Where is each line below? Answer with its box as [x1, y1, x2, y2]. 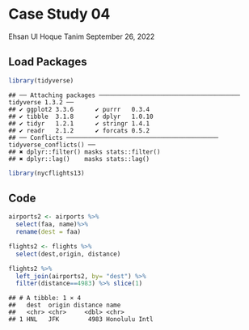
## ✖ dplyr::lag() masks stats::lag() [8, 154, 150, 163]
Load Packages [8, 55, 87, 69]
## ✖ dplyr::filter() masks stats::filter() [8, 147, 161, 156]
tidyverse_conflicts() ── [8, 141, 95, 149]
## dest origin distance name [8, 301, 121, 310]
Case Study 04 [8, 5, 111, 23]
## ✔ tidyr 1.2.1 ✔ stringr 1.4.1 [8, 119, 150, 128]
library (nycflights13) [8, 169, 85, 177]
